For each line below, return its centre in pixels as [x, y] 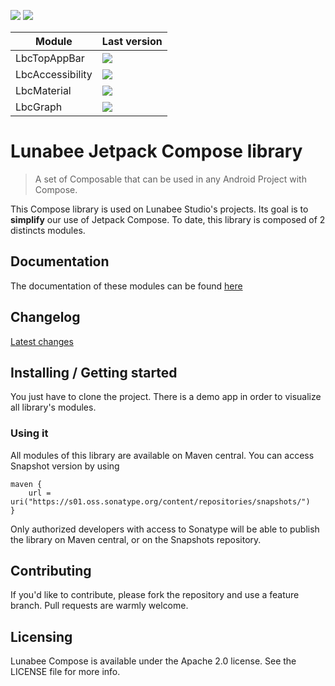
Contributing [51, 571]
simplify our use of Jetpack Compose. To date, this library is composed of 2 [168, 219]
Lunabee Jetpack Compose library [156, 151]
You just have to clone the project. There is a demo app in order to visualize [166, 397]
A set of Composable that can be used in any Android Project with [170, 179]
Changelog [45, 317]
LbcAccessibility [54, 74]
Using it [29, 433]
